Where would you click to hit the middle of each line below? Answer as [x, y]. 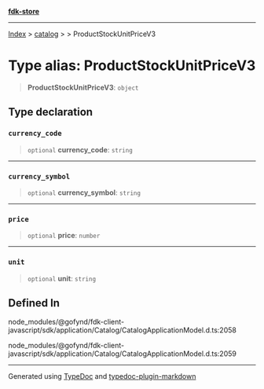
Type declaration [50, 112]
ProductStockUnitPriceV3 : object [83, 87]
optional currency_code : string [80, 149]
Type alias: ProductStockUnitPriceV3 [132, 66]
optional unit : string [62, 278]
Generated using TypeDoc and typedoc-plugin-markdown [102, 376]
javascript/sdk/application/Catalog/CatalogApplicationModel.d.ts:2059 [123, 354]
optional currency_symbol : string [84, 193]
